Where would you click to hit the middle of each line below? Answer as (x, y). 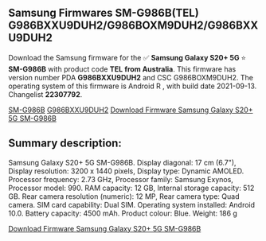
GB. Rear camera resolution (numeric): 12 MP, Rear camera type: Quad (124, 196)
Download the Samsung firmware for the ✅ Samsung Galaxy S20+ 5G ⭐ (127, 57)
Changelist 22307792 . (45, 94)
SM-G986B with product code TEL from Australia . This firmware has (122, 69)
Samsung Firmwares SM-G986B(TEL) (104, 13)
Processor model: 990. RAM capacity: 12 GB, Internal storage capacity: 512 (131, 188)
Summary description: (65, 144)
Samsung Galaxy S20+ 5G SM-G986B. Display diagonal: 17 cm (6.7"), (122, 162)
